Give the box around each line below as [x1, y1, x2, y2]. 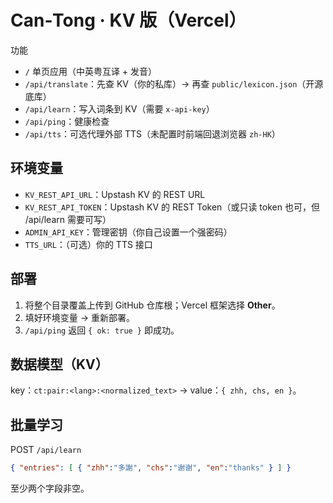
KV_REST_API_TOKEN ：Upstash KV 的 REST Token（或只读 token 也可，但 [24, 201, 320, 213]
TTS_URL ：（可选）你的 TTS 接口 [24, 238, 153, 250]
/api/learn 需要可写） [24, 213, 112, 225]
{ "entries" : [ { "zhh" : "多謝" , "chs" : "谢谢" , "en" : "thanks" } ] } [10, 463, 292, 473]
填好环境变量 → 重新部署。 [24, 311, 136, 323]
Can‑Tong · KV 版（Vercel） [10, 9, 247, 32]
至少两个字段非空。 [10, 482, 90, 495]
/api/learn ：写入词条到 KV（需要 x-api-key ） [24, 102, 215, 115]
